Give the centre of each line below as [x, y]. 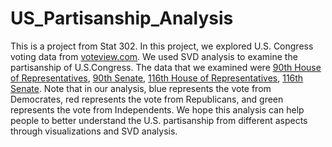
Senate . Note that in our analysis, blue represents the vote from [141, 88]
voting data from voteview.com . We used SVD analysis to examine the [154, 56]
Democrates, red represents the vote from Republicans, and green [147, 99]
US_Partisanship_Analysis [122, 18]
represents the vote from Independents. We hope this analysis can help [157, 109]
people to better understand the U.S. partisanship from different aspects [159, 120]
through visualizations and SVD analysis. [94, 131]
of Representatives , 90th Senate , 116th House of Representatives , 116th [157, 78]
